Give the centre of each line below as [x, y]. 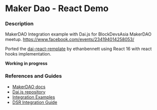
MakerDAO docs [29, 87]
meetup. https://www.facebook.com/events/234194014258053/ [70, 39]
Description [19, 24]
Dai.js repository [29, 92]
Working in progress [26, 63]
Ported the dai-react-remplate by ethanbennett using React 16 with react [78, 49]
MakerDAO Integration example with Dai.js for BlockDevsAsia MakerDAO [78, 34]
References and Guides [34, 76]
